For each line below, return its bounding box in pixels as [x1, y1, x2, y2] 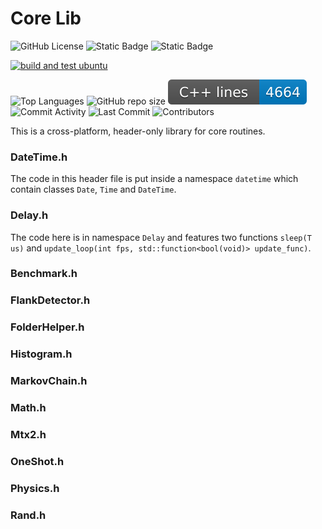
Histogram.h [10, 347, 73, 361]
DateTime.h [10, 150, 68, 164]
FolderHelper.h [10, 320, 85, 334]
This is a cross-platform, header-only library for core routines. [10, 125, 266, 137]
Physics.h [10, 481, 60, 495]
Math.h [10, 401, 47, 415]
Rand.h [10, 508, 47, 522]
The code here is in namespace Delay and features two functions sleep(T [10, 231, 312, 243]
